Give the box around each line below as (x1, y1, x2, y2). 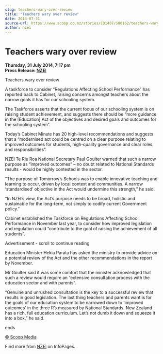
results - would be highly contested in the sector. (5, 167, 103, 172)
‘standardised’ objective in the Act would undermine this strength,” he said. (5, 186, 155, 192)
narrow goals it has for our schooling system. (5, 97, 96, 103)
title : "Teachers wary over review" (5, 12, 79, 17)
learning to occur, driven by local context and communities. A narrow (5, 181, 143, 187)
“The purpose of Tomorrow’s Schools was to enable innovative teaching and (5, 176, 158, 182)
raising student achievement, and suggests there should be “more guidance (5, 112, 157, 117)
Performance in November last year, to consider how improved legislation (5, 221, 152, 226)
